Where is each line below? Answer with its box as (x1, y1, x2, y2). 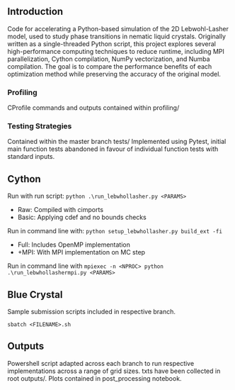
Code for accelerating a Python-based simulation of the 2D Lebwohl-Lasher (7, 24, 229, 33)
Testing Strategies (7, 121, 72, 131)
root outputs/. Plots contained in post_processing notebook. (7, 374, 182, 382)
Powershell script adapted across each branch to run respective (7, 359, 195, 367)
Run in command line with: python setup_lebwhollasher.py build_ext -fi (7, 227, 223, 235)
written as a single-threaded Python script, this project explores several (7, 39, 216, 48)
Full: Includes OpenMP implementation (17, 240, 131, 249)
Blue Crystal (7, 289, 63, 301)
